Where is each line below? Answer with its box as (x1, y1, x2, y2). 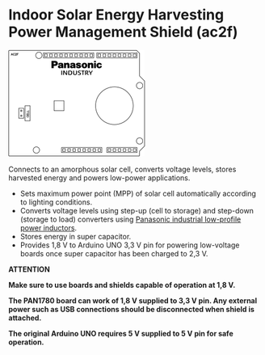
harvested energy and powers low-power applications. (8, 172, 191, 183)
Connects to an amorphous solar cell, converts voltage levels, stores (8, 164, 237, 174)
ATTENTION (8, 264, 50, 274)
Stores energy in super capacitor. (19, 231, 132, 241)
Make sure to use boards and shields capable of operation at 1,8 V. (8, 280, 236, 289)
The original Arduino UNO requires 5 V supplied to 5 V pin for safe (8, 328, 233, 338)
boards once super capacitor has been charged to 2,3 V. (19, 248, 208, 258)
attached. (8, 313, 42, 323)
